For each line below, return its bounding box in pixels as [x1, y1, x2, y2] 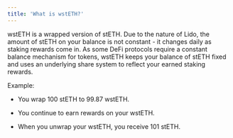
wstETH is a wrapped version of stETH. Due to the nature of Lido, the [7, 30, 210, 38]
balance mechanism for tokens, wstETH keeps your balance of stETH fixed [7, 52, 227, 61]
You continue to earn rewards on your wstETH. [17, 108, 155, 117]
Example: [7, 81, 35, 89]
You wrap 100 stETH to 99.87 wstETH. [17, 95, 130, 103]
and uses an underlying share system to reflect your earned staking [7, 59, 206, 68]
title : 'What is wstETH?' [7, 10, 84, 18]
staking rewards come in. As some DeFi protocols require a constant [7, 45, 208, 53]
